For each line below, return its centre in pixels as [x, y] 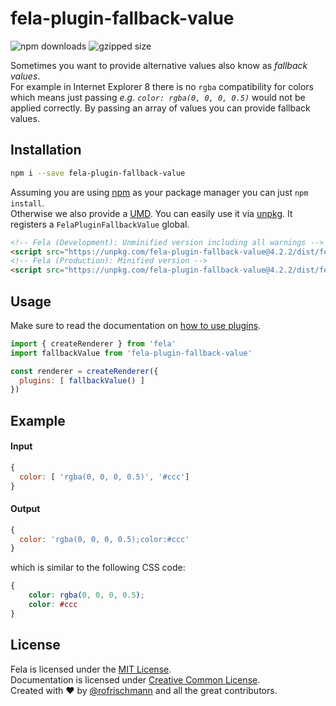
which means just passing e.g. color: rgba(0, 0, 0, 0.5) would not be [158, 97]
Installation [46, 150]
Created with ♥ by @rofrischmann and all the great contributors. [144, 690]
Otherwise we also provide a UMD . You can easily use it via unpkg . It [151, 213]
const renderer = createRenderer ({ [84, 371]
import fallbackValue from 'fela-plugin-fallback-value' [131, 353]
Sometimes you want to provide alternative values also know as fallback [159, 65]
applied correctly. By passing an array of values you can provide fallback [160, 108]
